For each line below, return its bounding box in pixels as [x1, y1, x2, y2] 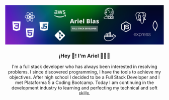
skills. [78, 90, 91, 96]
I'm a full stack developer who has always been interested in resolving [12, 63, 157, 69]
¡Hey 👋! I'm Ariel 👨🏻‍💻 [58, 52, 111, 59]
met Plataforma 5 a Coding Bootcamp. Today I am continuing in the [15, 79, 154, 85]
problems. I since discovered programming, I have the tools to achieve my [8, 69, 161, 75]
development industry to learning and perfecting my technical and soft [12, 85, 157, 91]
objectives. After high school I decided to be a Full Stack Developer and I [9, 74, 160, 80]
